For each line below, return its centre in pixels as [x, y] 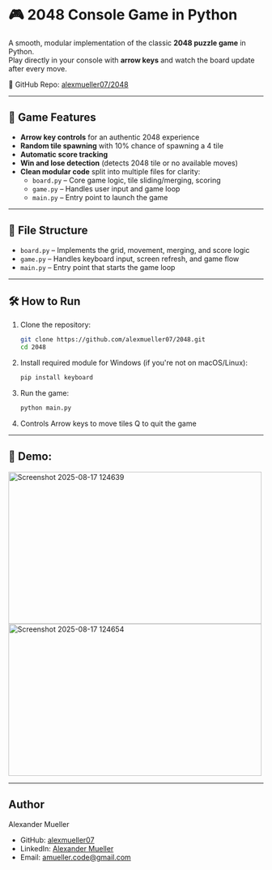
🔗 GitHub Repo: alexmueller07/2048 [68, 84]
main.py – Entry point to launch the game [100, 197]
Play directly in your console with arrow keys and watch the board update [132, 60]
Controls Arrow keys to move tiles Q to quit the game [108, 423]
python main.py [46, 408]
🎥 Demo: [30, 457]
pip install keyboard [56, 378]
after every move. [38, 68]
